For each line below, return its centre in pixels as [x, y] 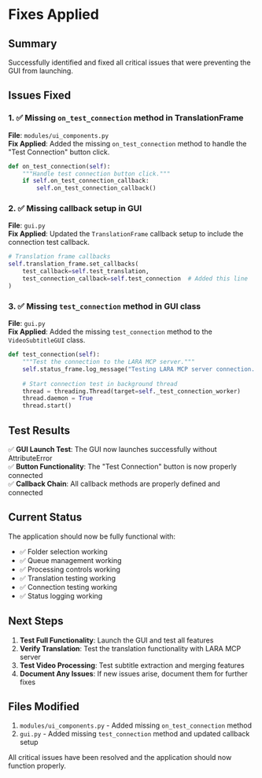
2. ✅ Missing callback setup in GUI [75, 209]
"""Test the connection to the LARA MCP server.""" [109, 362]
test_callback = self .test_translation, [86, 272]
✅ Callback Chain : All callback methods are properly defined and [114, 483]
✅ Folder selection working [63, 551]
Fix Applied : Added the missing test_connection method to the [110, 332]
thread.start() [47, 406]
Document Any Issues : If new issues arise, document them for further [133, 673]
